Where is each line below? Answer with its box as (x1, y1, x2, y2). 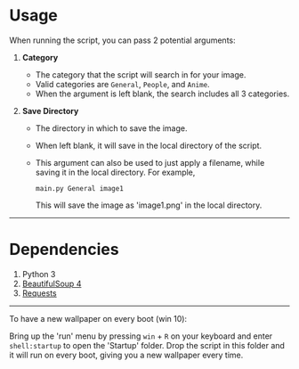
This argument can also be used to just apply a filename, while (35, 157, 265, 168)
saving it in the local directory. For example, (35, 167, 196, 177)
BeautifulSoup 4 (21, 278, 82, 289)
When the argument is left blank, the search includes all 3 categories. (35, 88, 290, 99)
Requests (21, 287, 57, 299)
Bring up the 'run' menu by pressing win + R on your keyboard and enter (9, 331, 273, 341)
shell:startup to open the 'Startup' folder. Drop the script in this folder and (9, 340, 285, 350)
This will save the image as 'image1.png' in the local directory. (35, 200, 263, 210)
